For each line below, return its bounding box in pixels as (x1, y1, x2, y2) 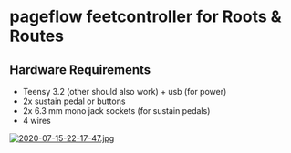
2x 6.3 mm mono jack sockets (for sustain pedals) (22, 106, 211, 116)
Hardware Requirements (9, 62, 151, 77)
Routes (9, 25, 64, 46)
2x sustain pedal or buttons (22, 96, 126, 107)
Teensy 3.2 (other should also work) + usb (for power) (22, 87, 227, 97)
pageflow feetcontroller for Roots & (9, 6, 282, 27)
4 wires (22, 116, 52, 126)
